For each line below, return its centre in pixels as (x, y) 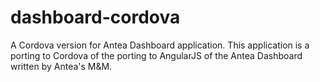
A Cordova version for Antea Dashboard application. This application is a (160, 45)
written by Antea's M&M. (61, 66)
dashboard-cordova (95, 17)
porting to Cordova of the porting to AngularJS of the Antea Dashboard (156, 55)
